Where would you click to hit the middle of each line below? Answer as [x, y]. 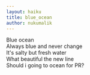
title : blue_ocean [29, 17]
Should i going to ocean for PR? [45, 65]
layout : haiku [24, 12]
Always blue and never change [44, 46]
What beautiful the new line [40, 59]
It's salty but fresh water [37, 53]
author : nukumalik [29, 23]
